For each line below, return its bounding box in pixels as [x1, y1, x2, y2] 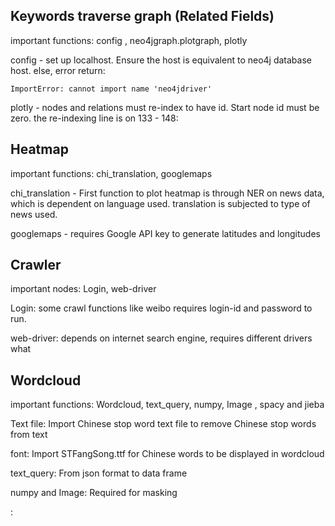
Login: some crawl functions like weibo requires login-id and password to [10, 302, 313, 314]
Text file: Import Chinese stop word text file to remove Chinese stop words [10, 418, 317, 430]
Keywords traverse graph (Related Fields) [10, 8, 275, 25]
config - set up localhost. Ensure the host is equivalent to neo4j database [10, 54, 312, 66]
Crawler [10, 257, 62, 274]
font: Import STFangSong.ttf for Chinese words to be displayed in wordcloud [10, 448, 325, 460]
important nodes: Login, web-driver [10, 283, 157, 295]
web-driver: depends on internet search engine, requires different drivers [10, 332, 313, 344]
